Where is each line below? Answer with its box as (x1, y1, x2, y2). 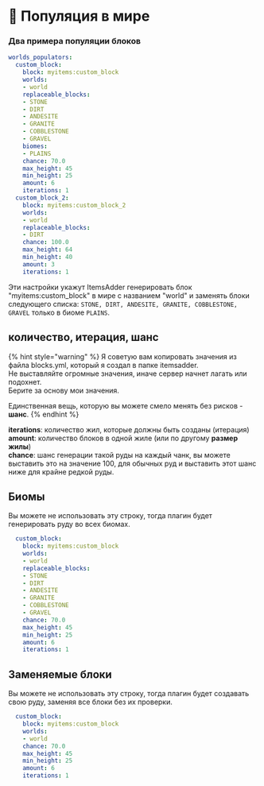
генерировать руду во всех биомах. (8, 520, 131, 529)
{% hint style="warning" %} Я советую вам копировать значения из (8, 351, 237, 361)
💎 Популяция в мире (8, 7, 150, 25)
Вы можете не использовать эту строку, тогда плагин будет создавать (8, 689, 250, 699)
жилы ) (8, 441, 32, 451)
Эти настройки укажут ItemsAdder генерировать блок (8, 282, 192, 292)
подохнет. (8, 377, 42, 386)
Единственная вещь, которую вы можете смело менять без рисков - (8, 401, 243, 410)
